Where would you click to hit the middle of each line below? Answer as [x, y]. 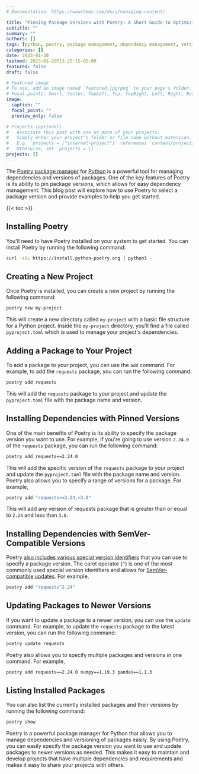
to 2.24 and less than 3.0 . [37, 515]
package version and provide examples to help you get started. [83, 196]
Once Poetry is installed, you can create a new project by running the [91, 291]
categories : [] [25, 50]
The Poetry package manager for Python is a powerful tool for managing [95, 171]
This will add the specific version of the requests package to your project [95, 467]
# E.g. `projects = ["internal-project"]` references [76, 143]
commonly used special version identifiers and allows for [76, 570]
